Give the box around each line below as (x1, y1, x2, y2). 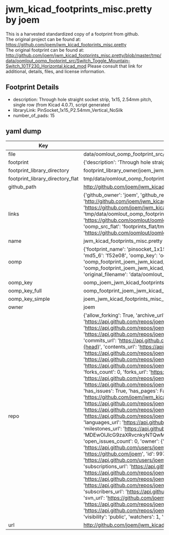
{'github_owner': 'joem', (83, 191, 139, 198)
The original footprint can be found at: (6, 47, 84, 53)
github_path (8, 183, 37, 190)
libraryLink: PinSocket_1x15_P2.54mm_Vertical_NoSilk (13, 107, 123, 113)
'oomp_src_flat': (83, 223, 121, 230)
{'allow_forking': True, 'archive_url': (83, 311, 166, 318)
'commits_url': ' (83, 337, 119, 344)
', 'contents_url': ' (99, 343, 140, 350)
